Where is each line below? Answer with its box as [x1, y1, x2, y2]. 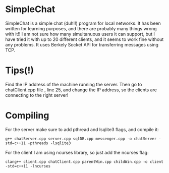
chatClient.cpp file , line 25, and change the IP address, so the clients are [5, 87, 157, 93]
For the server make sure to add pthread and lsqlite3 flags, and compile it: [5, 126, 159, 132]
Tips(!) [5, 65, 34, 76]
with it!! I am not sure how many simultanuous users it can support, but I [5, 31, 155, 37]
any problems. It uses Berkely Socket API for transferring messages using [5, 41, 159, 47]
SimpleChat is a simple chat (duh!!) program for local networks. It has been [5, 20, 161, 26]
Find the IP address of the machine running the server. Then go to [5, 81, 142, 87]
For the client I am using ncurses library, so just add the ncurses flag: [5, 149, 149, 155]
